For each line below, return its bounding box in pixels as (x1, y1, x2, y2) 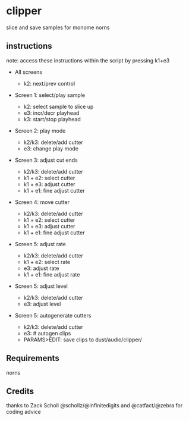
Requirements (6, 353, 59, 363)
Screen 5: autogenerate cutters (14, 312, 92, 319)
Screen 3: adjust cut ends (14, 156, 78, 164)
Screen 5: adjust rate (14, 240, 67, 247)
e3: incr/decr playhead (23, 109, 80, 117)
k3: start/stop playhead (23, 115, 81, 122)
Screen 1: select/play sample (14, 91, 85, 99)
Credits (6, 386, 34, 396)
